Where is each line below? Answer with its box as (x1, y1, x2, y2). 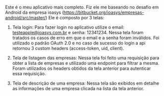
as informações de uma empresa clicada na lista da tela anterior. (12, 86, 145, 91)
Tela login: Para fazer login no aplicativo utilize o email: (12, 24, 125, 30)
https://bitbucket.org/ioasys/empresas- (63, 9, 144, 15)
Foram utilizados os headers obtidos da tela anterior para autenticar (12, 65, 151, 71)
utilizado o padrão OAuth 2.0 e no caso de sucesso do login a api (12, 40, 146, 46)
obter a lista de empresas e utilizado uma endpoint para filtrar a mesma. (12, 60, 160, 66)
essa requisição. (12, 71, 46, 76)
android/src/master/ (5, 15, 46, 20)
